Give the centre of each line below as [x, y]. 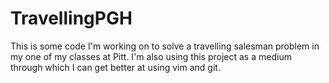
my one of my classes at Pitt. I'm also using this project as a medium [151, 56]
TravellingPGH [71, 18]
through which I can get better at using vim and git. [115, 67]
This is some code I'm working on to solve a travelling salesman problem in [165, 46]
